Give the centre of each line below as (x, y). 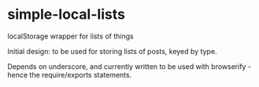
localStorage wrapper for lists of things (71, 36)
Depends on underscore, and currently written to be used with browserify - (129, 66)
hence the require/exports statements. (70, 74)
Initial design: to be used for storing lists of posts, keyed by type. (112, 51)
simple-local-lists (66, 14)
